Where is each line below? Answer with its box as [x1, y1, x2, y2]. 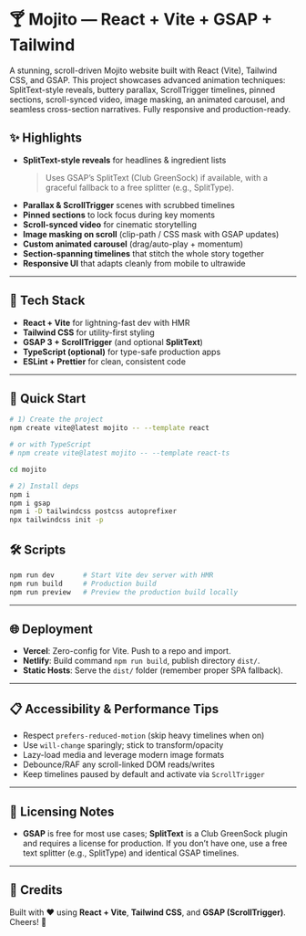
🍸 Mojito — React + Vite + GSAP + [9, 9, 273, 30]
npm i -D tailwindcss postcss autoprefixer [9, 507, 178, 516]
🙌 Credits [9, 882, 64, 898]
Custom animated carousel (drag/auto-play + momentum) [22, 238, 244, 249]
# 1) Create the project [9, 415, 104, 425]
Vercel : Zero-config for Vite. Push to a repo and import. [22, 646, 231, 657]
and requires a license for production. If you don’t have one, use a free [22, 838, 288, 848]
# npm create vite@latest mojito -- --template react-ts [9, 448, 230, 457]
